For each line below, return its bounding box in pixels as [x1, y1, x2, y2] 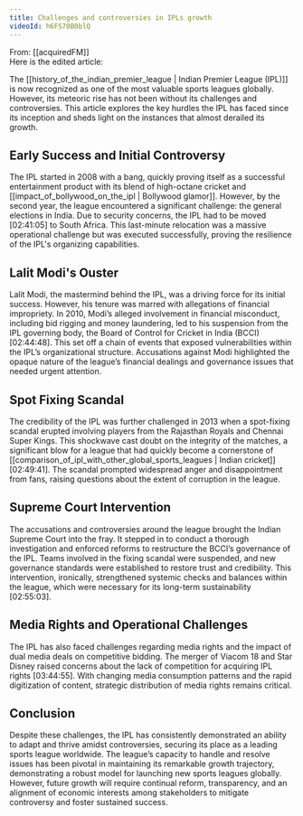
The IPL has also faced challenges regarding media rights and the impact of [9, 641, 292, 652]
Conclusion [9, 706, 76, 721]
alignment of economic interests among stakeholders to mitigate [9, 787, 250, 798]
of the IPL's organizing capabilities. [9, 239, 140, 249]
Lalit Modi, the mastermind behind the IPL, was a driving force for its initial [9, 289, 286, 300]
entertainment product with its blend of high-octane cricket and [9, 182, 247, 192]
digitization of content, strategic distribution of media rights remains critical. [9, 680, 292, 690]
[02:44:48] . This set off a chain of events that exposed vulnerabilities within [9, 337, 292, 348]
